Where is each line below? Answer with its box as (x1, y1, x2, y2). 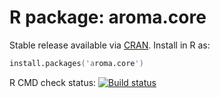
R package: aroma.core (9, 6, 207, 29)
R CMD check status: (9, 76, 97, 88)
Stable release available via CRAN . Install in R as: (9, 39, 211, 51)
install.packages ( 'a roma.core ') (9, 58, 144, 68)
